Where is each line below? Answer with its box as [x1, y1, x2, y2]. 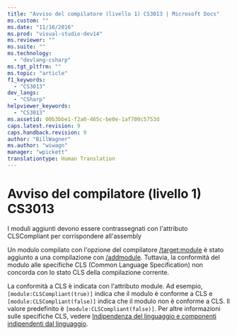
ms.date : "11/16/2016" [7, 23, 74, 30]
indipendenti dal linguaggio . [7, 319, 88, 328]
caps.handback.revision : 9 [7, 129, 87, 136]
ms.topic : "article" [7, 69, 69, 76]
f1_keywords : [7, 76, 46, 84]
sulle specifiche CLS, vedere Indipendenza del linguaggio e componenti [7, 312, 217, 320]
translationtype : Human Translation [7, 155, 115, 163]
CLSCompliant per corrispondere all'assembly [7, 232, 141, 240]
